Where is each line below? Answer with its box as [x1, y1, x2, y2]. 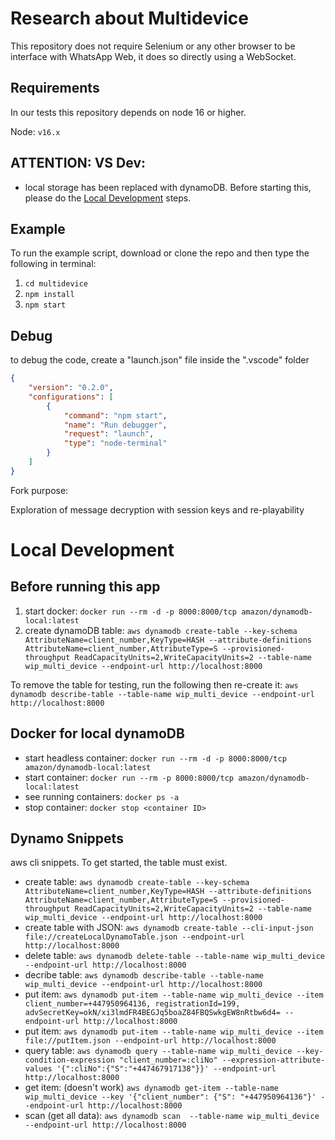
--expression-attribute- [221, 1055, 326, 1066]
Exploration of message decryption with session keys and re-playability [10, 503, 305, 516]
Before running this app [10, 578, 161, 596]
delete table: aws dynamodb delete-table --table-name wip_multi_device [24, 950, 325, 962]
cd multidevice [24, 279, 89, 289]
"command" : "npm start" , [63, 410, 168, 421]
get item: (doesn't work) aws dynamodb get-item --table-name [24, 1082, 279, 1094]
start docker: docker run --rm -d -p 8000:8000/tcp [24, 605, 238, 617]
